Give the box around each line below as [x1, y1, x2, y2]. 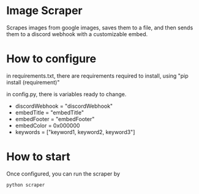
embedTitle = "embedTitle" [15, 108, 84, 116]
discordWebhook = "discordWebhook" [15, 102, 113, 110]
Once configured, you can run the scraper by [6, 170, 121, 177]
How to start [6, 150, 70, 164]
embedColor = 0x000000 [15, 122, 80, 129]
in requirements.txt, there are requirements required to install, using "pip [6, 72, 189, 80]
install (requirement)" [6, 78, 60, 86]
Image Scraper [6, 4, 83, 18]
